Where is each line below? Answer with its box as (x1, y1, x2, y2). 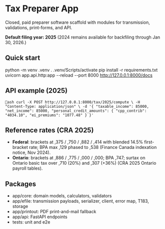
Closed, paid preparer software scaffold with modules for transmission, (5, 19, 150, 25)
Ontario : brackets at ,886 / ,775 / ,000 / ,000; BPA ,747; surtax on (12, 155, 146, 161)
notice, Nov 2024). (12, 149, 51, 156)
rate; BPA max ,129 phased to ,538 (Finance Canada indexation (29, 144, 157, 150)
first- (144, 139, 155, 145)
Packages (5, 180, 36, 188)
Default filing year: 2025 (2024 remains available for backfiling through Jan (5, 34, 161, 40)
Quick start (5, 54, 41, 62)
